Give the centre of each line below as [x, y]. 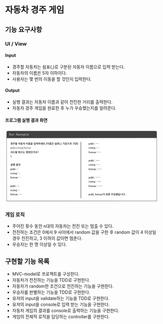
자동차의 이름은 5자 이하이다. [40, 73]
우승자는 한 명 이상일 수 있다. [40, 244]
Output [12, 90]
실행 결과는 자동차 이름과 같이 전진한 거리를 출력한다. [62, 102]
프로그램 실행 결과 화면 [26, 120]
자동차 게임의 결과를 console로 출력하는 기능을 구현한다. [66, 311]
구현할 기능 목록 [27, 261]
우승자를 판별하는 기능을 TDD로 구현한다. [51, 292]
